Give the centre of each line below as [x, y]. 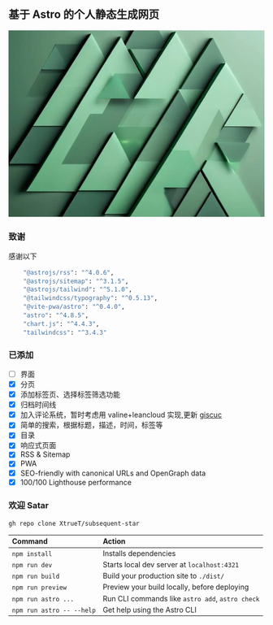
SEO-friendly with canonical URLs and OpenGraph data [113, 473]
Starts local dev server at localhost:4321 [171, 564]
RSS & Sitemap [45, 454]
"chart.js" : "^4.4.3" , [61, 323]
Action [114, 541]
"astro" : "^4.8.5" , [56, 315]
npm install [32, 554]
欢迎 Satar [29, 505]
